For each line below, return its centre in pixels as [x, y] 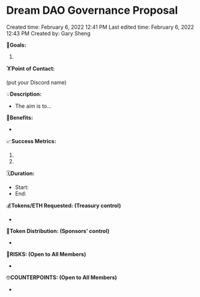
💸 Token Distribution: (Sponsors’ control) [58, 231]
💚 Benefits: [20, 117]
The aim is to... [33, 106]
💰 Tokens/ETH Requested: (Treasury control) [64, 205]
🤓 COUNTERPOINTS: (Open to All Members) [62, 277]
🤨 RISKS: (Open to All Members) [46, 254]
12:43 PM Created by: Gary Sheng [48, 33]
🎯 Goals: [16, 45]
